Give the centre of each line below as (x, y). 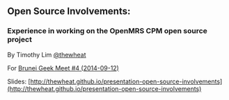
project (20, 39)
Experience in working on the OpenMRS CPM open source (107, 31)
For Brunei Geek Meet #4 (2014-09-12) (63, 68)
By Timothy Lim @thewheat (47, 54)
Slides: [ (19, 81)
